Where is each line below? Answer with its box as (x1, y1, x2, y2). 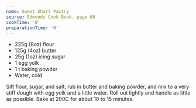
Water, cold (14, 72, 43, 79)
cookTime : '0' (6, 19, 41, 25)
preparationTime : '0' (6, 25, 59, 31)
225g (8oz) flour (14, 41, 54, 48)
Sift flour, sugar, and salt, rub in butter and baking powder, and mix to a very (6, 83, 190, 90)
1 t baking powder (14, 65, 58, 73)
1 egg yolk (14, 60, 39, 67)
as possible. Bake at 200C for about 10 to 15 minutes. (6, 96, 135, 103)
